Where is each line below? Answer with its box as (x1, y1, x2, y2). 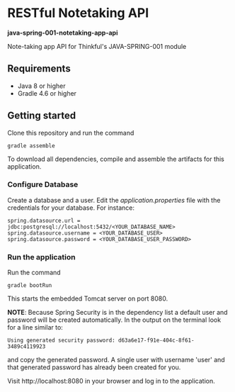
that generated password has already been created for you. (7, 363, 181, 371)
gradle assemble (7, 142, 55, 150)
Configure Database (7, 179, 79, 189)
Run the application (7, 252, 76, 262)
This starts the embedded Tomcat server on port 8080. (7, 294, 168, 303)
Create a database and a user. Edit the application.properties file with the (7, 196, 221, 204)
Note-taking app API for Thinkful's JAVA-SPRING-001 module (7, 42, 187, 50)
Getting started (7, 110, 76, 122)
